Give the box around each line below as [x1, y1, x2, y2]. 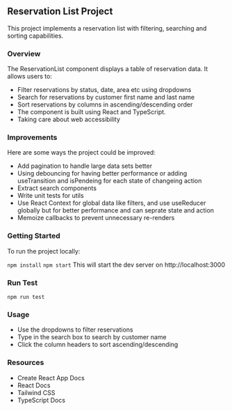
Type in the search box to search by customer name [17, 333, 167, 341]
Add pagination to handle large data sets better [17, 162, 153, 170]
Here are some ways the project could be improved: [7, 148, 156, 157]
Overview [7, 49, 41, 59]
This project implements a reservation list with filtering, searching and [7, 24, 207, 32]
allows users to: [7, 72, 52, 81]
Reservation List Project [7, 6, 113, 17]
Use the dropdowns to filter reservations [17, 325, 133, 334]
